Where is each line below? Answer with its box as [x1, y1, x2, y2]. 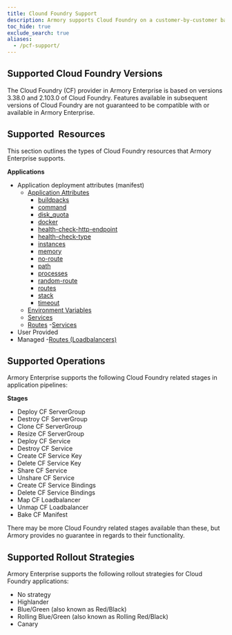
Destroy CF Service [17, 444, 73, 453]
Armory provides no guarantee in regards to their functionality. [7, 531, 185, 540]
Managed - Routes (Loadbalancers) [17, 335, 117, 343]
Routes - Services [27, 320, 77, 329]
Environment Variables [27, 306, 92, 314]
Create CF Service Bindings [17, 481, 97, 490]
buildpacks [37, 195, 70, 204]
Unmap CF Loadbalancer [17, 503, 88, 512]
